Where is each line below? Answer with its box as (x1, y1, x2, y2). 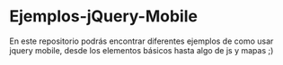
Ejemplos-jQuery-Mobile (9, 6, 198, 27)
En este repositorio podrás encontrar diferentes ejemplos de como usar (9, 36, 274, 46)
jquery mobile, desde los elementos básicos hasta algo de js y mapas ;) (9, 45, 274, 55)
